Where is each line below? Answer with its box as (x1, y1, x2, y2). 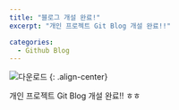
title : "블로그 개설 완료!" (9, 13, 101, 22)
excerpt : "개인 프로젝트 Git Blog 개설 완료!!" (9, 21, 172, 30)
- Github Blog (17, 46, 70, 55)
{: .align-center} (48, 72, 108, 82)
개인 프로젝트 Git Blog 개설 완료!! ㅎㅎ (9, 90, 141, 101)
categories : (9, 38, 54, 47)
